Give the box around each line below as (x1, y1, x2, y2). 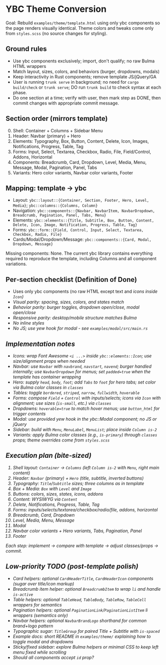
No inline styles (12, 320, 45, 326)
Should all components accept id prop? (12, 654, 94, 660)
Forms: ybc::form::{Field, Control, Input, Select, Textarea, (12, 227, 144, 233)
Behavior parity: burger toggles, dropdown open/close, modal (12, 304, 140, 310)
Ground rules (5, 45, 47, 53)
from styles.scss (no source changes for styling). (5, 30, 108, 36)
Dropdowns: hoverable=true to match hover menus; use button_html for (12, 405, 160, 411)
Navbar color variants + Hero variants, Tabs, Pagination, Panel (12, 528, 142, 534)
